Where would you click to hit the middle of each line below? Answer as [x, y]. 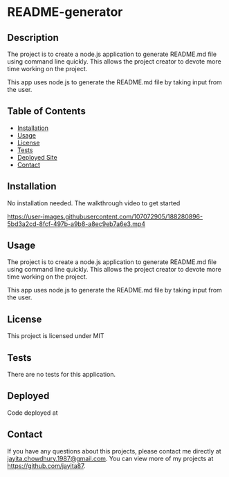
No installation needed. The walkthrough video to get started [94, 203]
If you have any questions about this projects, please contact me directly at [114, 451]
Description [33, 38]
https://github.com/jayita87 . [46, 466]
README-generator [65, 12]
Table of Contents [47, 111]
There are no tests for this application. [62, 375]
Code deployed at [33, 413]
